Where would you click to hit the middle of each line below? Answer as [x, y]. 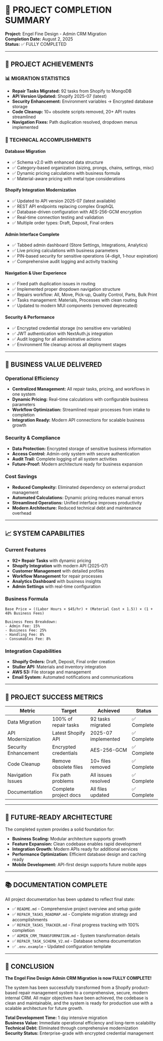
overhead [22, 513]
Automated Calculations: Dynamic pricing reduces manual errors [78, 497]
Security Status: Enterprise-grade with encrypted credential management [79, 1033]
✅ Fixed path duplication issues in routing [54, 284]
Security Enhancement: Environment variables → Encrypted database [83, 101]
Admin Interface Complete [32, 234]
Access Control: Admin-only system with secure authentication [76, 454]
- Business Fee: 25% [26, 630]
